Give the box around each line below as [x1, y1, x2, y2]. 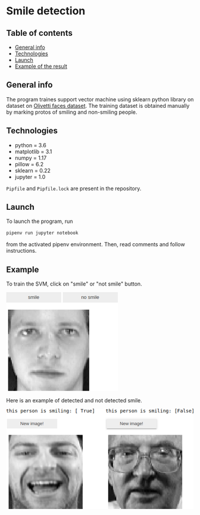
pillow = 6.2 [14, 160, 44, 167]
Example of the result [14, 63, 67, 70]
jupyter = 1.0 [14, 173, 46, 180]
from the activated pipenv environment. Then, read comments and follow [6, 241, 186, 248]
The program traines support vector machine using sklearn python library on [6, 95, 194, 103]
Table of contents [6, 28, 73, 38]
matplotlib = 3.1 [14, 148, 52, 155]
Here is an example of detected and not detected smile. [6, 397, 143, 404]
